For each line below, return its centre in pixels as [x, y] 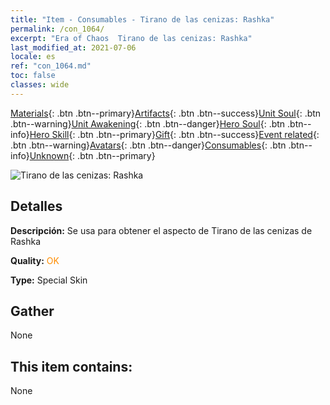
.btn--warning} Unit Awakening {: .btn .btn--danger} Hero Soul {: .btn [148, 123]
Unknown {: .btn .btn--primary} [92, 155]
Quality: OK [35, 260]
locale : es [33, 57]
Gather [32, 311]
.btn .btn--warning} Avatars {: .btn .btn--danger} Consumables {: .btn [148, 145]
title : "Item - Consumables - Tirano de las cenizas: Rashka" [142, 19]
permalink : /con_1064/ [57, 29]
